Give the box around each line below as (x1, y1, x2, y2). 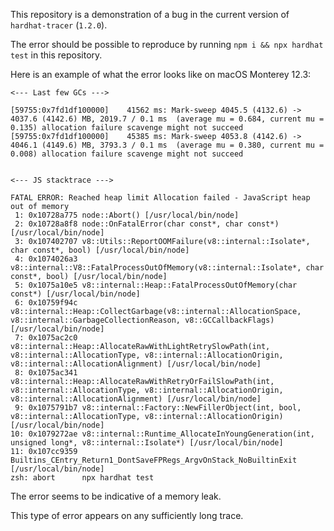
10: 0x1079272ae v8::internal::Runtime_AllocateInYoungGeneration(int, (10, 429, 315, 439)
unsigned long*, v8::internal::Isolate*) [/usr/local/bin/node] (10, 438, 284, 448)
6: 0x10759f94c (14, 298, 78, 308)
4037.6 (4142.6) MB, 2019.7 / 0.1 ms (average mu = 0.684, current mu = (10, 114, 325, 124)
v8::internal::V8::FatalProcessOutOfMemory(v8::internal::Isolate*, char (10, 263, 325, 273)
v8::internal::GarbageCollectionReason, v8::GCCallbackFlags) (10, 315, 275, 325)
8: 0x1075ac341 (14, 368, 78, 378)
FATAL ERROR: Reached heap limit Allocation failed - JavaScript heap (10, 193, 311, 203)
